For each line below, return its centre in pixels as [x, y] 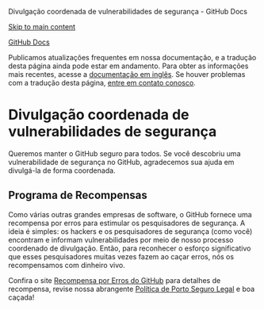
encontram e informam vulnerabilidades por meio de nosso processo [121, 239]
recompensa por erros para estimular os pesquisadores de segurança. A [127, 223]
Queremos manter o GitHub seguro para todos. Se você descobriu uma [124, 153]
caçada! [21, 297]
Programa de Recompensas [78, 195]
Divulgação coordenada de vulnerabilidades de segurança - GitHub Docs [128, 11]
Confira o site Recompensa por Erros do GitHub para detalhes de [115, 280]
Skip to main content [42, 27]
